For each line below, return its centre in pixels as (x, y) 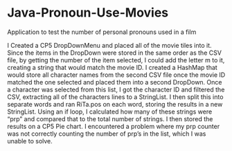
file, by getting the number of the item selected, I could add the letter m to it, (116, 60)
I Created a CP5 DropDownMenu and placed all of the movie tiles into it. (110, 45)
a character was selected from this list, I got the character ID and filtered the (116, 89)
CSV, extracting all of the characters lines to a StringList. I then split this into (115, 97)
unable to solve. (30, 141)
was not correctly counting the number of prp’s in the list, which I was (107, 134)
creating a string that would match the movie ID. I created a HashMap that (113, 67)
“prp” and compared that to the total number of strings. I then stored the (110, 118)
